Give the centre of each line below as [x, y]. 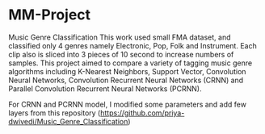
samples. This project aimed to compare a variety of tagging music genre [130, 63]
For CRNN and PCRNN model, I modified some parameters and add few [127, 104]
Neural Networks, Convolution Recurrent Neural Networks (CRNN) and [126, 80]
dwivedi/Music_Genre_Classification [68, 121]
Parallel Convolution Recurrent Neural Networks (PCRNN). [105, 88]
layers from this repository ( [55, 113]
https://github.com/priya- [142, 113]
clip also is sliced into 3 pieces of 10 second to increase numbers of [121, 54]
